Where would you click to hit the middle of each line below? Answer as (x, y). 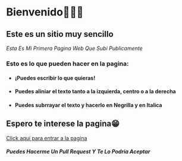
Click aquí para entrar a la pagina (47, 138)
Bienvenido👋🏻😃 (45, 12)
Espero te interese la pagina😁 (63, 124)
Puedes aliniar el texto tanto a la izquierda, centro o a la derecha (95, 91)
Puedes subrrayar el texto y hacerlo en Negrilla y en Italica (88, 105)
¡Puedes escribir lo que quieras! (55, 78)
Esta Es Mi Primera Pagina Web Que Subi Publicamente (74, 48)
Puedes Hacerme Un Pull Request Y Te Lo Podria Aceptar (78, 151)
